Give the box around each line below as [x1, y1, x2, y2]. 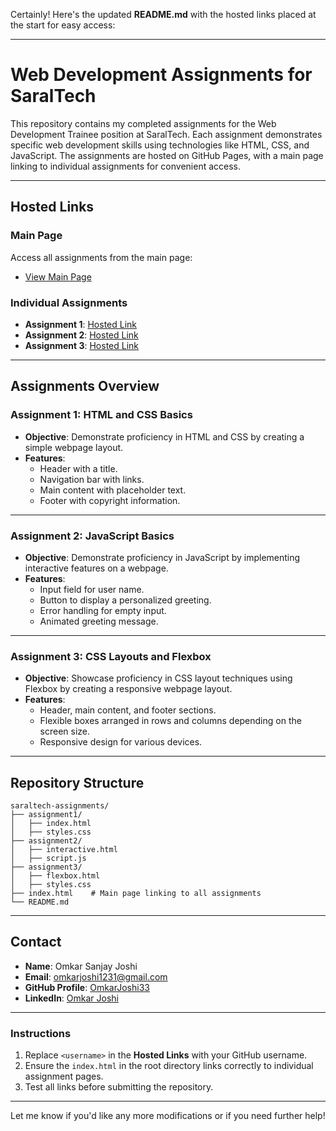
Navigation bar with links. [39, 473, 145, 485]
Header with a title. [39, 462, 118, 474]
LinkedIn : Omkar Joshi [24, 992, 119, 1004]
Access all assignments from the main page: [10, 251, 193, 263]
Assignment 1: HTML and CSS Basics [10, 408, 193, 422]
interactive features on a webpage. [24, 562, 169, 574]
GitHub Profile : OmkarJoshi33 [24, 981, 150, 993]
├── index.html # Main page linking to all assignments [10, 889, 262, 899]
